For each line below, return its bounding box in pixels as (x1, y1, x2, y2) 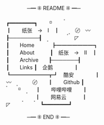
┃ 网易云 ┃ (34, 94, 87, 100)
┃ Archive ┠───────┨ (6, 56, 81, 63)
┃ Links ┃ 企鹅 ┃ (6, 64, 79, 70)
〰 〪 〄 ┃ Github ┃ (6, 79, 84, 85)
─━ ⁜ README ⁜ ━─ (26, 5, 81, 11)
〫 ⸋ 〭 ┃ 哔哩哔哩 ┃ (6, 86, 88, 93)
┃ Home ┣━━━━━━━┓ (6, 41, 99, 49)
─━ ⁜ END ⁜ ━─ (26, 114, 70, 120)
